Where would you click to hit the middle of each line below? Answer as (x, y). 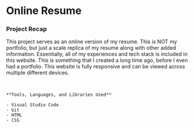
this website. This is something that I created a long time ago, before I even (97, 60)
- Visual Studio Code (33, 105)
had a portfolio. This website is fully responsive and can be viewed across (96, 67)
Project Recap (26, 29)
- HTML (14, 115)
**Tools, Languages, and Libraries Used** (59, 95)
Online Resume (44, 11)
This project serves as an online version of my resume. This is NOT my (92, 41)
